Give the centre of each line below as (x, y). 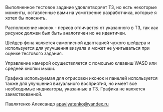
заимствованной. (24, 94)
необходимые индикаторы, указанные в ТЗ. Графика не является (75, 89)
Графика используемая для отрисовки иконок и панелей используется (81, 78)
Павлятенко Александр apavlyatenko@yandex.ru (57, 104)
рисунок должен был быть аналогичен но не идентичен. (66, 33)
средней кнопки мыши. (30, 68)
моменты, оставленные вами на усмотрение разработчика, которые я (81, 13)
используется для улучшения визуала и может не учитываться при (77, 48)
